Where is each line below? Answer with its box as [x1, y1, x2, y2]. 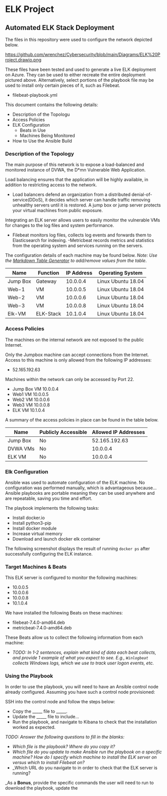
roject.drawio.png [5, 57, 42, 63]
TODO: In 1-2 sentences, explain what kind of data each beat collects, [12, 649, 157, 655]
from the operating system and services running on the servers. [12, 243, 143, 249]
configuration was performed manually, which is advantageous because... [5, 485, 157, 491]
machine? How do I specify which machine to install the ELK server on [12, 754, 157, 760]
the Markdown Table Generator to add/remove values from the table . [5, 258, 147, 264]
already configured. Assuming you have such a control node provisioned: [5, 689, 155, 695]
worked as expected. [12, 724, 56, 730]
